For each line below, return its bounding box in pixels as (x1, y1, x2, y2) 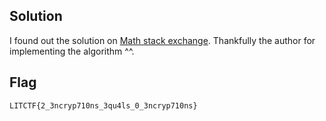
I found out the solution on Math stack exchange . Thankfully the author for (9, 34, 316, 46)
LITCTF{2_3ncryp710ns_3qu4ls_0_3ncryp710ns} (9, 100, 198, 111)
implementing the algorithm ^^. (9, 45, 135, 57)
